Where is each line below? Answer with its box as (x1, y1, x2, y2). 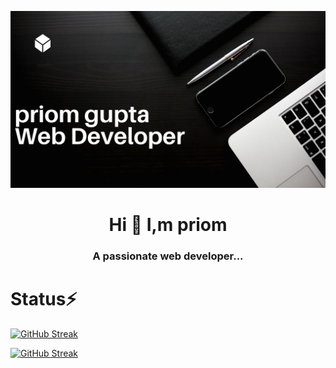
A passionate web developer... (92, 249, 244, 263)
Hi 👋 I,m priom (108, 214, 228, 236)
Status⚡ (10, 288, 78, 311)
